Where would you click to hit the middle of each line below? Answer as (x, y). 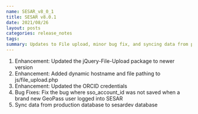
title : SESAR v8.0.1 (32, 17)
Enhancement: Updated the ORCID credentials (71, 86)
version (24, 67)
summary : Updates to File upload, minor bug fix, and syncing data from (97, 45)
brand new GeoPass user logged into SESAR (69, 98)
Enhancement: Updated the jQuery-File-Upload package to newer (95, 61)
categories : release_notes (39, 33)
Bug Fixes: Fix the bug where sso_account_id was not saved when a (97, 92)
